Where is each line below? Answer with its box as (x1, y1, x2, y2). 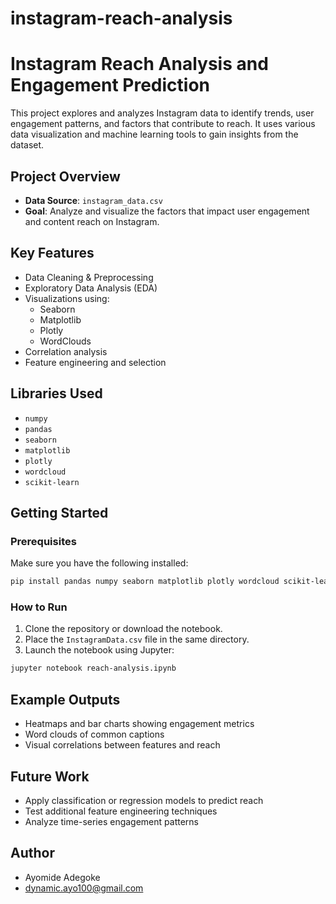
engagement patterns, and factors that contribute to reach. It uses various (10, 118, 316, 130)
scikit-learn (24, 477, 80, 487)
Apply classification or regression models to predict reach (24, 794, 264, 806)
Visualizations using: (24, 292, 110, 304)
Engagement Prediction (10, 74, 211, 97)
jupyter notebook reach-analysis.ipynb (10, 663, 177, 674)
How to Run (10, 600, 68, 614)
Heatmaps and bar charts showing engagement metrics (24, 718, 255, 730)
